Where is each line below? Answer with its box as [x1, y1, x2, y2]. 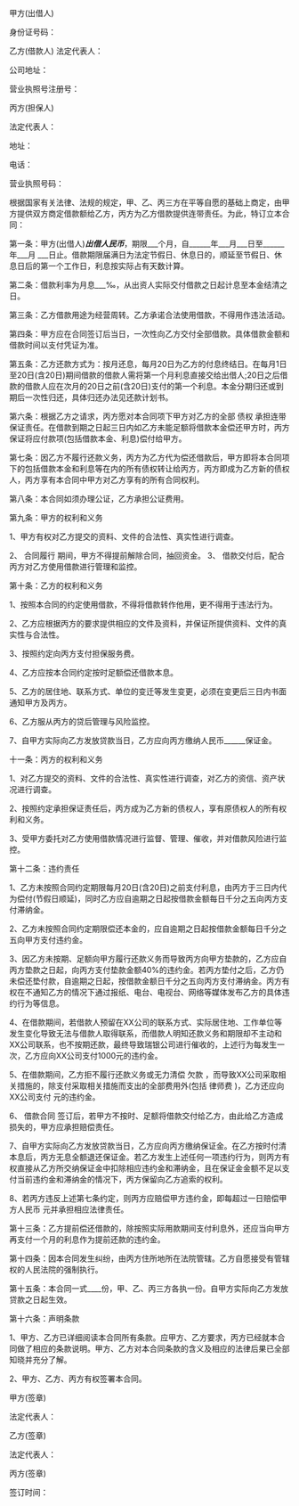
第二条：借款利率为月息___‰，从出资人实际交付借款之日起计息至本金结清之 [9, 280, 287, 290]
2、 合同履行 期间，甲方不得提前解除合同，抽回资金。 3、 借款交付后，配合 [9, 551, 285, 561]
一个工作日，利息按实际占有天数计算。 [47, 261, 189, 271]
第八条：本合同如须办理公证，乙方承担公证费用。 [9, 494, 189, 503]
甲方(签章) [9, 1393, 47, 1403]
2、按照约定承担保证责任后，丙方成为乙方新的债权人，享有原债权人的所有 [9, 803, 279, 814]
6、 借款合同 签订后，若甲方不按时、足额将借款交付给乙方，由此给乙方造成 [9, 1110, 284, 1121]
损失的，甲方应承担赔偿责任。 [9, 1122, 118, 1132]
